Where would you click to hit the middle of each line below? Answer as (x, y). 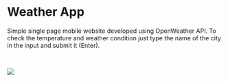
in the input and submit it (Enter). (54, 45)
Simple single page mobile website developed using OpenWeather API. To (112, 31)
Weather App (46, 12)
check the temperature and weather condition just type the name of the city (114, 38)
